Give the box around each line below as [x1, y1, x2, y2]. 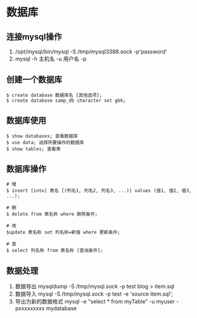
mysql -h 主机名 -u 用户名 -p [15, 55, 87, 62]
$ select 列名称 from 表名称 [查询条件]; [6, 248, 103, 254]
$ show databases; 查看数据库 [6, 133, 78, 139]
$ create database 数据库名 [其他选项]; [6, 92, 102, 98]
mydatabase [45, 305, 77, 312]
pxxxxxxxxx [15, 305, 45, 312]
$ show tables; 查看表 [6, 146, 61, 152]
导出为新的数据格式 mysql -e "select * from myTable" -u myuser [15, 298, 175, 305]
